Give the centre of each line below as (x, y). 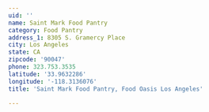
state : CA (25, 52)
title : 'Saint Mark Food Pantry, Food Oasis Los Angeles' (106, 89)
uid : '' (21, 15)
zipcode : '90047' (37, 60)
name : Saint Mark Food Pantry (58, 23)
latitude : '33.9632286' (47, 74)
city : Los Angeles (38, 45)
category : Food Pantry (46, 30)
